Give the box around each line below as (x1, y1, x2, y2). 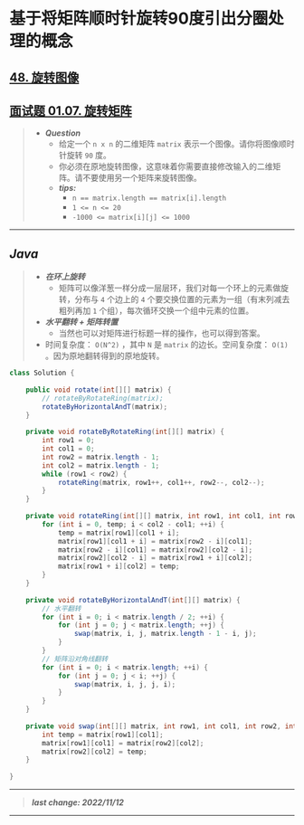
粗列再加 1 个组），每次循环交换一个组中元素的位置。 (58, 305, 254, 317)
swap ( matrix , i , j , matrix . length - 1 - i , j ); (73, 630, 257, 639)
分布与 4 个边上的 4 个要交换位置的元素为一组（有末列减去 (74, 294, 290, 305)
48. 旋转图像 (9, 70, 80, 85)
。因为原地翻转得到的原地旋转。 (44, 350, 165, 362)
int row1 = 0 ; (42, 436, 95, 445)
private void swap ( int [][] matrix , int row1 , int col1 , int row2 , (25, 721, 281, 731)
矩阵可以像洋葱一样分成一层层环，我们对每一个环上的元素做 (58, 282, 281, 294)
